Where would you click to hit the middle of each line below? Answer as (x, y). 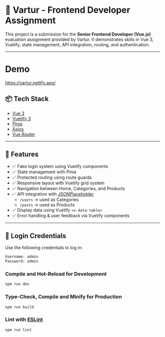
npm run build (20, 307)
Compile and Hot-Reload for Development (56, 274)
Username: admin (22, 257)
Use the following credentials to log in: (44, 248)
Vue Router (24, 134)
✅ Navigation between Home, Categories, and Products (69, 188)
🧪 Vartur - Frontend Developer (68, 10)
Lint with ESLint (24, 320)
